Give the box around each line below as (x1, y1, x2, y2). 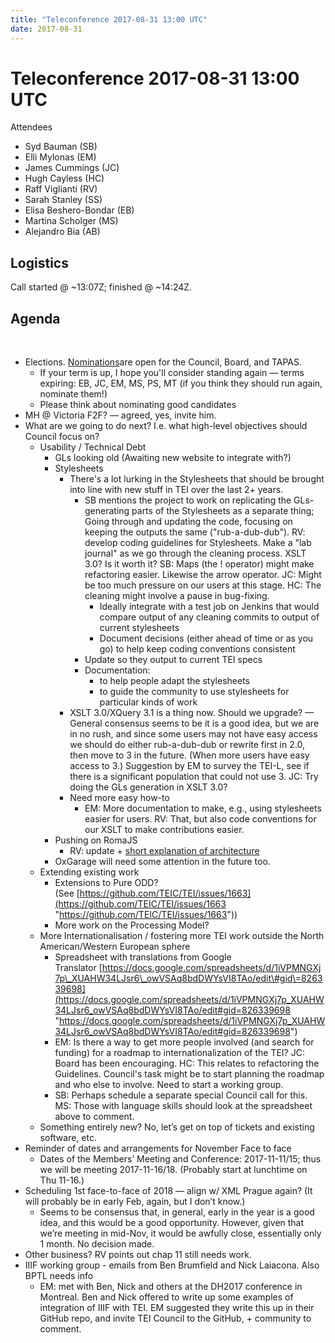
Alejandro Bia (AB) (24, 226, 101, 238)
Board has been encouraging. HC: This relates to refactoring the (54, 1057, 320, 1070)
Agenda (10, 310, 61, 327)
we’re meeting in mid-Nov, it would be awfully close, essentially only (39, 1227, 322, 1240)
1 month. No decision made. (39, 1238, 155, 1250)
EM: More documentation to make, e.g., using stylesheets (84, 802, 322, 815)
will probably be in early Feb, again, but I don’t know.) (24, 1196, 246, 1208)
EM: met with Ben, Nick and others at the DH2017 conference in (39, 1281, 303, 1293)
